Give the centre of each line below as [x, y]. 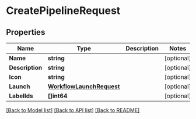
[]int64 [57, 96]
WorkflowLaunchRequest [84, 86]
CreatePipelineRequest [63, 11]
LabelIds [21, 96]
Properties [26, 32]
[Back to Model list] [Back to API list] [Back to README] [73, 110]
